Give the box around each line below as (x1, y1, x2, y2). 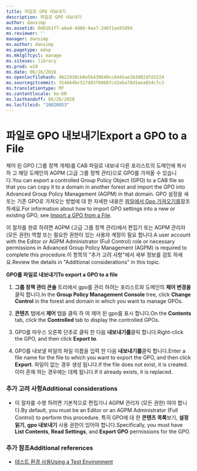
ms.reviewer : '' (6, 31, 46, 37)
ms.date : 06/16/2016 (6, 69, 57, 75)
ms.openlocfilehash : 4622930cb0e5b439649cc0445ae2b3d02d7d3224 (6, 74, 165, 80)
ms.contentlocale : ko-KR (6, 91, 67, 97)
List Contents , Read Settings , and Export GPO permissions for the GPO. (14, 428, 191, 435)
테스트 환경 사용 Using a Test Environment (14, 458, 113, 466)
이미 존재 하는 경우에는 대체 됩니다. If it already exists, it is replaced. (14, 368, 173, 376)
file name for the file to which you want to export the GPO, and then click (14, 354, 191, 361)
